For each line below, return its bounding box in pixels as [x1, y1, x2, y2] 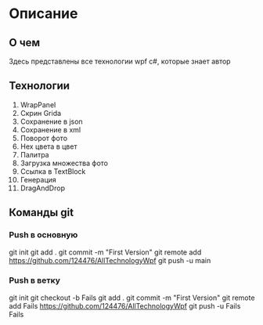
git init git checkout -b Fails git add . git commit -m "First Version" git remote [9, 293, 255, 302]
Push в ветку [9, 275, 61, 286]
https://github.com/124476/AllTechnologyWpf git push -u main [9, 255, 211, 265]
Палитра [20, 150, 49, 159]
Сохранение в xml [20, 125, 81, 134]
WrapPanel [20, 99, 56, 110]
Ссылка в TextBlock [20, 166, 86, 176]
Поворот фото [20, 133, 68, 143]
